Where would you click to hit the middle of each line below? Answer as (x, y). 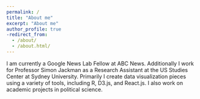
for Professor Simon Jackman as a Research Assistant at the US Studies (97, 70)
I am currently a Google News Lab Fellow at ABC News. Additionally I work (100, 63)
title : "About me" (30, 18)
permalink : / (23, 12)
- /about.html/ (31, 46)
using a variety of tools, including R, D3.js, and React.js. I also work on (95, 82)
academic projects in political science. (54, 89)
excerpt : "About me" (33, 23)
